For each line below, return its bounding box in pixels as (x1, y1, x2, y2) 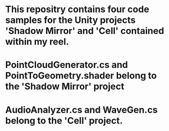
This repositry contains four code (5, 4, 150, 15)
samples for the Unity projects (5, 14, 136, 26)
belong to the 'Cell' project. (5, 115, 123, 126)
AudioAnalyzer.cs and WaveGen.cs (5, 104, 158, 115)
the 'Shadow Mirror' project (5, 81, 124, 92)
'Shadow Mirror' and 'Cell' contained (5, 25, 164, 37)
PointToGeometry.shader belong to (5, 70, 157, 82)
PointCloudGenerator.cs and (5, 59, 128, 71)
